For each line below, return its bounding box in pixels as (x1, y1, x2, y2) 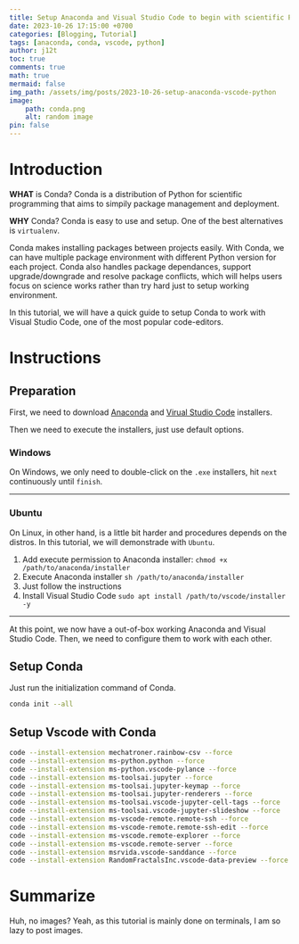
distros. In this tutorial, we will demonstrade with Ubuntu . (9, 536, 215, 547)
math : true (9, 71, 50, 80)
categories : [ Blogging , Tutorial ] (9, 29, 138, 38)
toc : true (9, 54, 46, 63)
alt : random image (25, 112, 93, 121)
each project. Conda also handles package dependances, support (9, 261, 252, 272)
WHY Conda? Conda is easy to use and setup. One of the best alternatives (9, 215, 284, 226)
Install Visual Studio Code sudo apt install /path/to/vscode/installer (21, 590, 287, 600)
